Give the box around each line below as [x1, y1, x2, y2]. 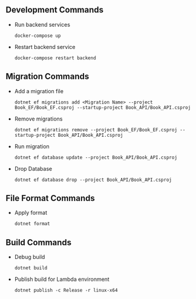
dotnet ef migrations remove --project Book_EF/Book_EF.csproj [14, 126, 178, 133]
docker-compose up [14, 33, 61, 39]
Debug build [14, 254, 45, 261]
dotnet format [14, 221, 50, 227]
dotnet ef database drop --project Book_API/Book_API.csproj [14, 177, 172, 183]
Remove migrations [14, 115, 63, 122]
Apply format [14, 209, 48, 217]
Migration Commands [5, 71, 90, 82]
